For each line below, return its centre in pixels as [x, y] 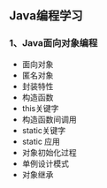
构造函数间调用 [49, 119]
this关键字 [40, 108]
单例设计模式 [45, 163]
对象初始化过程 [49, 152]
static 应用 [41, 141]
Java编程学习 [46, 16]
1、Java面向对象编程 [53, 43]
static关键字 [44, 130]
